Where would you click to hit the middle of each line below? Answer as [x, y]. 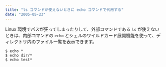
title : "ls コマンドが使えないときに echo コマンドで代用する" [64, 10]
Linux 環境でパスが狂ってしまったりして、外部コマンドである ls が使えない [82, 29]
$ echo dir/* [19, 55]
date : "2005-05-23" [25, 14]
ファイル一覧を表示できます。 [66, 41]
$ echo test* [19, 60]
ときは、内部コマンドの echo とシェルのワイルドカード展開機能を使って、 [81, 35]
